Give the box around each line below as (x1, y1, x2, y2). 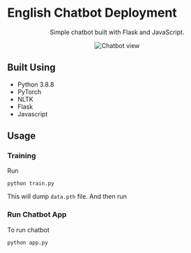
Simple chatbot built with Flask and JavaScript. (49, 28, 185, 36)
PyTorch (17, 87, 42, 95)
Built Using (7, 61, 56, 74)
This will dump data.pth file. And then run (7, 192, 128, 201)
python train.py (7, 180, 54, 187)
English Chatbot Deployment (7, 5, 178, 21)
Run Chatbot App (7, 210, 67, 220)
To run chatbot (7, 225, 50, 234)
